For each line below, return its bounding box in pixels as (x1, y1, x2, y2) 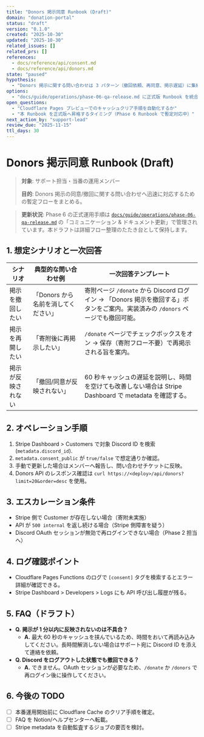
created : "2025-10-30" (6, 32, 64, 38)
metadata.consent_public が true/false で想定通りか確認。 (15, 454, 163, 462)
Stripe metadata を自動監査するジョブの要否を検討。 (15, 723, 148, 731)
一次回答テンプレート (109, 269, 170, 278)
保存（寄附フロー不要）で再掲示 (99, 339, 191, 347)
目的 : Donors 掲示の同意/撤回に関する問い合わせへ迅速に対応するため (21, 190, 195, 197)
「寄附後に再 (32, 334, 70, 342)
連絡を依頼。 (29, 649, 62, 655)
